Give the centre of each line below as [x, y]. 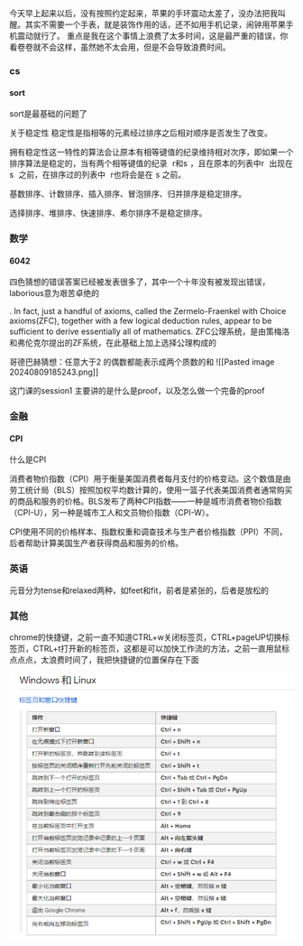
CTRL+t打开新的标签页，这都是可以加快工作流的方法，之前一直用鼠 [157, 648]
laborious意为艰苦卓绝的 [55, 293]
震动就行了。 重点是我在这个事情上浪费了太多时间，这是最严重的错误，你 [152, 36]
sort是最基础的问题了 [48, 114]
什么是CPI [28, 459]
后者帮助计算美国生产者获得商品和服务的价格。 [96, 543]
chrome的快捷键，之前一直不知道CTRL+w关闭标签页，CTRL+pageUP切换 [146, 637]
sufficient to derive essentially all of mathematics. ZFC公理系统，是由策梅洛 [150, 331]
